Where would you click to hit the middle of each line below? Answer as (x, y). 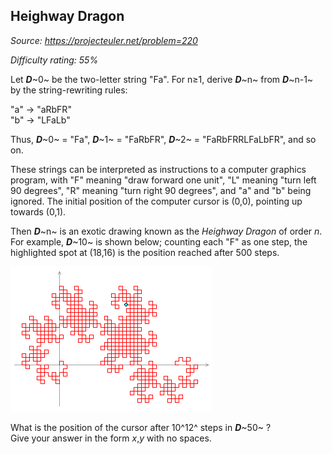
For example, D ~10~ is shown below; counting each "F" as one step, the (159, 241)
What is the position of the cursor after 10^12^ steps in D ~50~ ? (141, 427)
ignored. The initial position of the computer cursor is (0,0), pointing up (156, 201)
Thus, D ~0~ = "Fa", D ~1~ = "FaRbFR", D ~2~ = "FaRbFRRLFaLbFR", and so (163, 139)
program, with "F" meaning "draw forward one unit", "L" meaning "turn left (163, 180)
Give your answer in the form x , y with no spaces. (111, 438)
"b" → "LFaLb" (40, 120)
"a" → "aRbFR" (41, 109)
